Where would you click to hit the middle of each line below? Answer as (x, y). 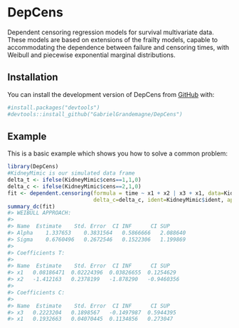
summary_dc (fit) (31, 206)
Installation (33, 77)
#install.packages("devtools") (54, 108)
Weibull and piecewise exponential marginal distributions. (91, 55)
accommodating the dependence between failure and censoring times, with (118, 47)
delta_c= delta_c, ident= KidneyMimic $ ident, (159, 200)
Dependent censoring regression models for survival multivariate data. (111, 32)
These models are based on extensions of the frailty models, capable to (113, 39)
